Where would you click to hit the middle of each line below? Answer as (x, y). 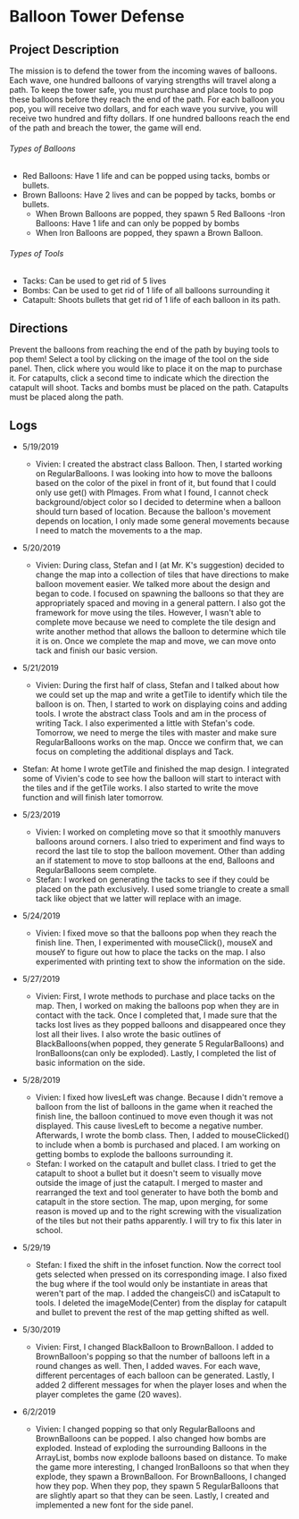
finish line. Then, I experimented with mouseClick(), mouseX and (154, 943)
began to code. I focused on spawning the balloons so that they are (159, 594)
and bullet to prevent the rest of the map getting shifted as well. (152, 1313)
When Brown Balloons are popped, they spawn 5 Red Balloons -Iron (160, 214)
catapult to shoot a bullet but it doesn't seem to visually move (148, 1173)
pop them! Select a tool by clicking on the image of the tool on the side (139, 359)
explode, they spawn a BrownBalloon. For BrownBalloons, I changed (161, 1477)
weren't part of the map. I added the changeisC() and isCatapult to (158, 1294)
